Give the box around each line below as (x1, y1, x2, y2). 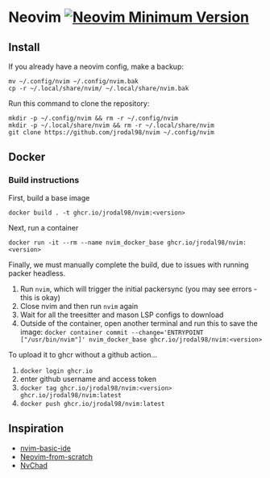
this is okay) (19, 292, 60, 302)
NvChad (19, 460, 48, 470)
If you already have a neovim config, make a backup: (8, 61, 184, 71)
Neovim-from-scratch (19, 451, 93, 461)
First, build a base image (8, 192, 90, 202)
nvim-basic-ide (19, 443, 71, 453)
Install (8, 40, 40, 54)
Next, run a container (8, 222, 79, 232)
